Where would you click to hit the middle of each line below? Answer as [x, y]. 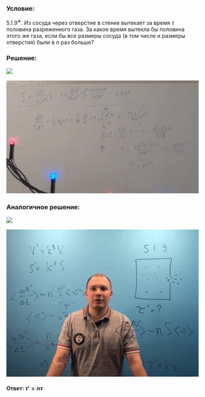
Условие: [20, 9]
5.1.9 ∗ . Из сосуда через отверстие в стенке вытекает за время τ [90, 22]
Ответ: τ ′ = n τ [25, 388]
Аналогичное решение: [43, 207]
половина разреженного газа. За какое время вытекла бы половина [95, 29]
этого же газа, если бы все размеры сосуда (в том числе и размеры [96, 35]
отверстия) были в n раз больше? [50, 42]
